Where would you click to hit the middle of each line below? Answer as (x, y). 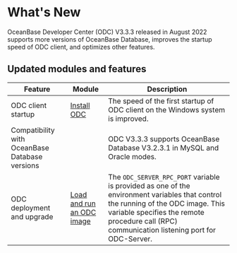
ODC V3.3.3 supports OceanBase (164, 139)
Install (80, 105)
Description (167, 89)
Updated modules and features (77, 69)
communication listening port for (162, 230)
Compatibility (33, 130)
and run (83, 204)
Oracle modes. (132, 156)
